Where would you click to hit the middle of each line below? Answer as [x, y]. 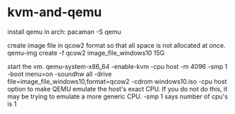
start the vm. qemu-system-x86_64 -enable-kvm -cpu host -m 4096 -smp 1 [117, 66]
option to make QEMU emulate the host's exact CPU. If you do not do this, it [117, 89]
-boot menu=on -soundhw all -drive [60, 74]
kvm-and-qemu [55, 12]
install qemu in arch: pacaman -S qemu [64, 32]
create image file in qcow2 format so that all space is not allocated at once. [116, 45]
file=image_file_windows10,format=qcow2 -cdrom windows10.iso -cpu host [117, 81]
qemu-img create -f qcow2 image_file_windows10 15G [86, 53]
